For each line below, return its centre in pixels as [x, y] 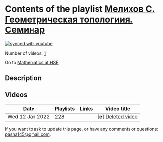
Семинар [25, 30]
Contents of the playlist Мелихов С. [80, 9]
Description [23, 78]
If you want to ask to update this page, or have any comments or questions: [82, 129]
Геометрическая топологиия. [69, 19]
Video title [118, 109]
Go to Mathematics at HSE [32, 62]
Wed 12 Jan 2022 [29, 117]
